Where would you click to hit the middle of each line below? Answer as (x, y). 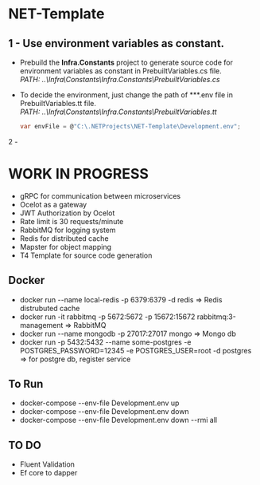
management (41, 325)
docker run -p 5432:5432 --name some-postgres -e (105, 342)
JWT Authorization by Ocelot (67, 213)
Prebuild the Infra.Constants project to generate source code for (126, 62)
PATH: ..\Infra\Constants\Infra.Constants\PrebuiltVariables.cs (120, 79)
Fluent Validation (47, 464)
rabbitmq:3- (216, 317)
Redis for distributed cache (64, 238)
